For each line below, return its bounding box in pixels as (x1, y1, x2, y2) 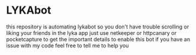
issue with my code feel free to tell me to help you (6, 42, 129, 49)
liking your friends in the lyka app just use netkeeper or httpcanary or (6, 29, 177, 36)
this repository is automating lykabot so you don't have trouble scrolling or (6, 23, 189, 30)
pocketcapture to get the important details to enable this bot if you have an (6, 35, 190, 43)
